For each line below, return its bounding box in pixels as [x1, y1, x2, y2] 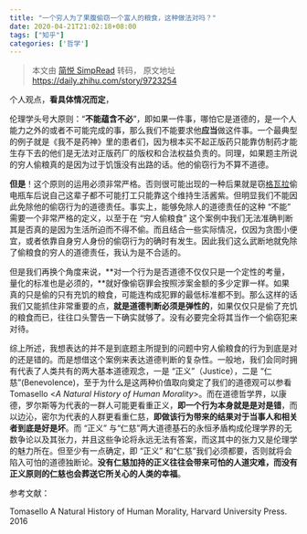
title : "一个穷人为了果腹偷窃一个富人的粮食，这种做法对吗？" [9, 13, 217, 23]
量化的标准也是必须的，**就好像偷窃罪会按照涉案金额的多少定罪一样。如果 [9, 277, 291, 288]
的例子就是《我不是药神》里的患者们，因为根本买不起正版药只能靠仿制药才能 [9, 136, 298, 147]
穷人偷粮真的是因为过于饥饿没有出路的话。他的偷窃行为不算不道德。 [16, 159, 274, 170]
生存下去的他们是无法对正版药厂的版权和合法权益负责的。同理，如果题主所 [9, 148, 290, 159]
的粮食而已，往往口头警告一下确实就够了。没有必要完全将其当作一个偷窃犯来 [9, 312, 298, 323]
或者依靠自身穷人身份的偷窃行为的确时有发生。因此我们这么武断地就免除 [25, 236, 298, 246]
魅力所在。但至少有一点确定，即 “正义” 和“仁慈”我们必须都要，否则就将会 [16, 445, 292, 456]
